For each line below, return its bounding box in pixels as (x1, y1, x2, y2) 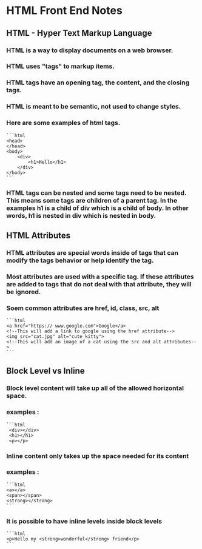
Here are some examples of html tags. (6, 119, 121, 127)
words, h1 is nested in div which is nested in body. (6, 212, 157, 220)
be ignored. (6, 288, 41, 296)
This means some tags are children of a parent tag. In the (6, 197, 178, 205)
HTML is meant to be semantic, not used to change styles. (6, 103, 181, 111)
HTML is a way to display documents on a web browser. (6, 46, 173, 55)
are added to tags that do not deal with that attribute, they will (6, 280, 192, 288)
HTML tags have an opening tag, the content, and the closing (6, 78, 190, 87)
